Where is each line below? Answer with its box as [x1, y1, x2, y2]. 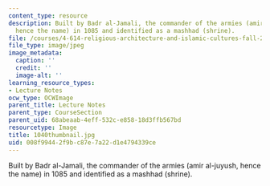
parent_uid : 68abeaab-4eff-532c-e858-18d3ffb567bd [8, 116, 182, 124]
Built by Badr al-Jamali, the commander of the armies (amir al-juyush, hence [8, 160, 261, 170]
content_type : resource [8, 11, 88, 20]
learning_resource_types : [8, 79, 95, 87]
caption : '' [15, 57, 56, 65]
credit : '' [15, 64, 52, 72]
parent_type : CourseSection [8, 109, 103, 117]
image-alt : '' [15, 71, 63, 79]
